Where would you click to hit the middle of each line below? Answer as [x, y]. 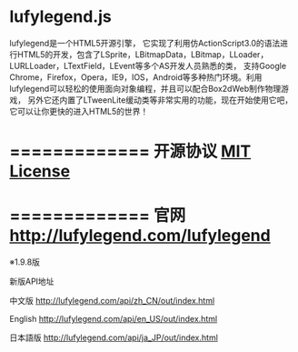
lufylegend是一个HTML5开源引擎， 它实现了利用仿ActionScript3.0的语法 [145, 43]
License [40, 171]
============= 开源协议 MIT [130, 151]
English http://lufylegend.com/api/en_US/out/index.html [114, 319]
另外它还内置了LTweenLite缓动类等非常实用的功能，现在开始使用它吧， [160, 100]
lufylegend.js [60, 17]
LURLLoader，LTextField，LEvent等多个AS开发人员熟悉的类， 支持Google [148, 65]
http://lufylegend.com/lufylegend [140, 236]
